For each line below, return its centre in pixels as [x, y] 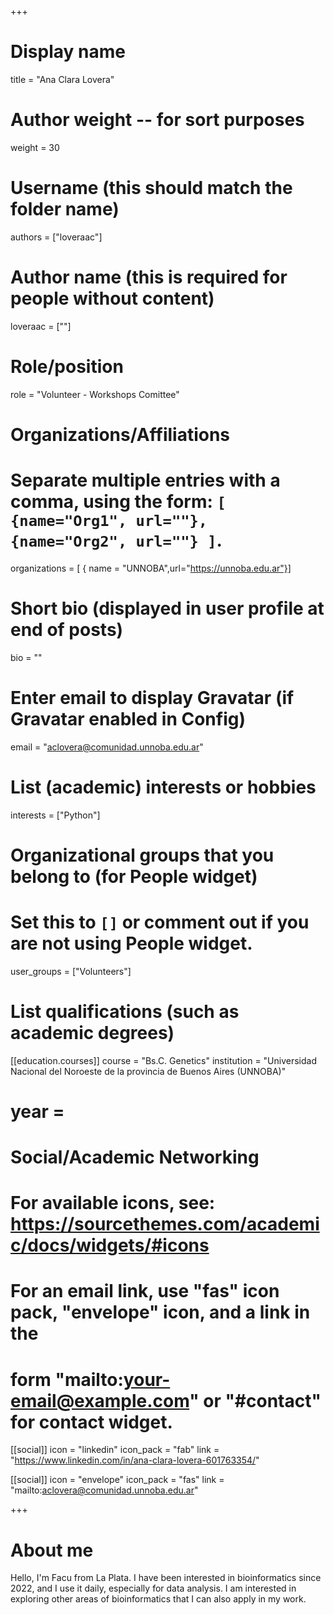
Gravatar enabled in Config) [128, 718]
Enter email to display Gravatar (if [152, 697]
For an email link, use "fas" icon [145, 1291]
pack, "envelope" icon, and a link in [160, 1312]
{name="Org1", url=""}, [109, 521]
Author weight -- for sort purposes [157, 120]
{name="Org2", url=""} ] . [116, 540]
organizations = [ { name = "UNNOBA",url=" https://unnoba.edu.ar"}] [151, 568]
